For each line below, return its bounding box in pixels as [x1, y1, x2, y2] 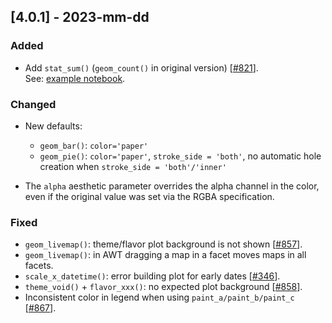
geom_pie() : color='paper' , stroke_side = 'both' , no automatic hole [39, 150, 322, 162]
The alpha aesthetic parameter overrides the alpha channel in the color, [24, 180, 320, 192]
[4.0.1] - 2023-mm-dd [10, 9, 150, 26]
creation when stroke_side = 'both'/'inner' [39, 160, 227, 172]
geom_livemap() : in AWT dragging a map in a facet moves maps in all [24, 249, 307, 261]
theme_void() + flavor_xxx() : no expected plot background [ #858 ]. [24, 281, 303, 293]
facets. [24, 260, 54, 272]
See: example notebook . [24, 72, 126, 84]
